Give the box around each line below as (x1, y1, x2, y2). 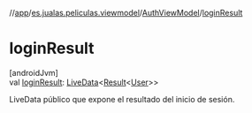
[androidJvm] (9, 67, 59, 78)
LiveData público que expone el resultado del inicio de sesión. (9, 94, 235, 104)
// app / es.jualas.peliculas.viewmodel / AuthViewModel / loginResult (9, 8, 243, 18)
